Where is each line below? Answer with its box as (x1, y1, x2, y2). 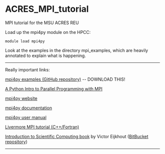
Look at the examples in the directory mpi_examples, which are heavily (5, 47, 148, 53)
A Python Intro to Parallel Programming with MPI (5, 86, 103, 92)
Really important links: (5, 66, 50, 72)
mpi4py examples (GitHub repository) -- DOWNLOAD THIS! (5, 76, 125, 82)
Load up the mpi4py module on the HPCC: (5, 29, 91, 35)
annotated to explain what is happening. (5, 53, 86, 59)
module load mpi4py (5, 38, 45, 44)
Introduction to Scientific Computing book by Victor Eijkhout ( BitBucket (5, 133, 149, 139)
